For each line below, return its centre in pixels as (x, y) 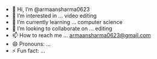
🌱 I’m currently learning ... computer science (67, 22)
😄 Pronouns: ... (31, 44)
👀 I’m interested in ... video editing (54, 16)
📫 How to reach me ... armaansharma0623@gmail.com (81, 35)
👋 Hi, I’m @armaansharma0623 (51, 9)
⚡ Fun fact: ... (28, 51)
